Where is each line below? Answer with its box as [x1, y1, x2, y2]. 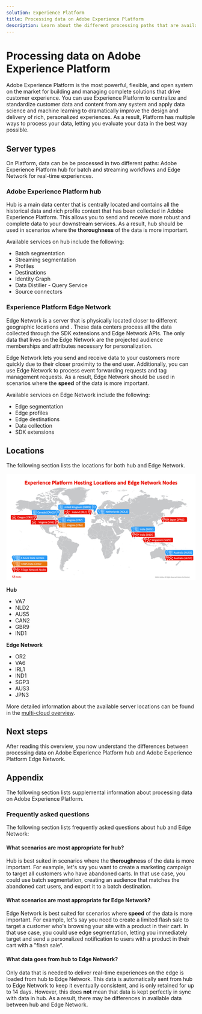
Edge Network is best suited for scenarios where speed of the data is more [6, 910, 193, 917]
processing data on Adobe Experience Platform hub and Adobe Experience [6, 748, 192, 756]
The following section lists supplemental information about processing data [6, 789, 192, 796]
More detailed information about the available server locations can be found [6, 703, 194, 710]
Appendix [6, 773, 44, 783]
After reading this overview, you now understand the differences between [6, 742, 189, 750]
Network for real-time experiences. [6, 172, 93, 180]
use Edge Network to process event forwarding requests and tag [6, 366, 167, 374]
